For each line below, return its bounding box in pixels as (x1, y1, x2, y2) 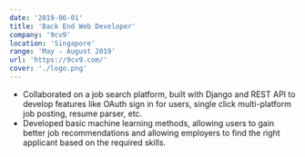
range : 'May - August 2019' (9, 47, 117, 56)
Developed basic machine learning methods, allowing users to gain (22, 117, 275, 128)
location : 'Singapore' (9, 38, 96, 48)
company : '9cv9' (9, 30, 71, 39)
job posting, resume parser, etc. (22, 108, 143, 119)
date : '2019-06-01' (9, 13, 84, 23)
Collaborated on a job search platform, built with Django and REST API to (22, 88, 296, 100)
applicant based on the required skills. (22, 137, 167, 148)
